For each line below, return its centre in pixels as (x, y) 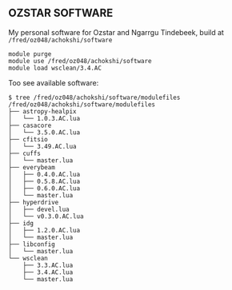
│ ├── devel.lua (39, 209)
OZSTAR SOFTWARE (61, 13)
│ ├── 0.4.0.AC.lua (44, 174)
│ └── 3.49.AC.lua (43, 146)
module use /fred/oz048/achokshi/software (80, 61)
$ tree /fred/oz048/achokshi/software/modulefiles (94, 97)
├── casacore (30, 125)
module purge (30, 54)
